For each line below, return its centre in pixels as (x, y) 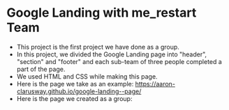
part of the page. (41, 69)
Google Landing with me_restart (102, 13)
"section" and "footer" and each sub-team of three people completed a (119, 61)
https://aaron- (155, 84)
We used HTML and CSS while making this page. (87, 76)
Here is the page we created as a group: (74, 98)
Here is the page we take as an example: (75, 84)
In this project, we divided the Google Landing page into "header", (112, 54)
